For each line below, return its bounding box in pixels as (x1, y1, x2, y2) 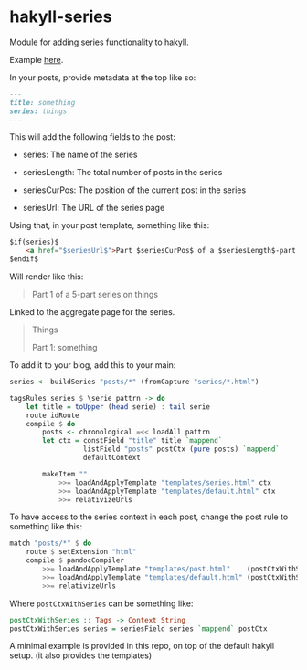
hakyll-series (9, 6, 112, 27)
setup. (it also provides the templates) (9, 650, 153, 661)
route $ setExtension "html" (26, 548, 137, 557)
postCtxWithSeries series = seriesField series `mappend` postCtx (9, 623, 268, 633)
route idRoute (26, 411, 79, 420)
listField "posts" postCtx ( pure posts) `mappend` (82, 445, 281, 454)
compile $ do (26, 419, 76, 428)
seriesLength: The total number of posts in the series (22, 167, 223, 178)
